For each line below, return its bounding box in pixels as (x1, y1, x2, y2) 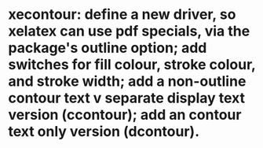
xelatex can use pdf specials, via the (8, 22, 250, 40)
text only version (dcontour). (8, 123, 200, 141)
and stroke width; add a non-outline (8, 72, 247, 91)
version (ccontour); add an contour (8, 106, 242, 124)
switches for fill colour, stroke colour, (8, 56, 256, 74)
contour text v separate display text (8, 89, 246, 107)
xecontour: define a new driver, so (8, 6, 236, 24)
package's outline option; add (8, 39, 207, 57)
